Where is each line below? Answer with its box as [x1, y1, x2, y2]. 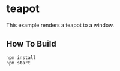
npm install [6, 54, 36, 61]
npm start [6, 60, 31, 66]
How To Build [6, 39, 56, 49]
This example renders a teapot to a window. [6, 21, 115, 29]
